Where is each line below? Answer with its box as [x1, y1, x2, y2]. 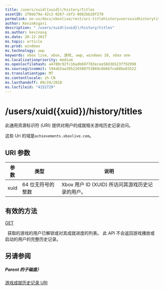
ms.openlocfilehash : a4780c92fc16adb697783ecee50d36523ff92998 [5, 62, 137, 67]
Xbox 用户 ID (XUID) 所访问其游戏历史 [61, 181, 148, 188]
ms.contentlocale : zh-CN [5, 75, 56, 80]
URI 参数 [5, 148, 31, 157]
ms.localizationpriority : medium [5, 57, 73, 62]
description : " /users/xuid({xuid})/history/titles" [5, 25, 115, 30]
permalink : [5, 16, 27, 21]
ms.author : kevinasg [5, 30, 47, 35]
